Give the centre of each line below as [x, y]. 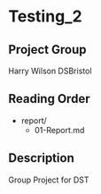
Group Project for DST [49, 180]
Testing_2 [45, 17]
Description [41, 158]
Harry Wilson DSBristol [50, 71]
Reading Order [49, 99]
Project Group [47, 50]
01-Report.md [59, 130]
